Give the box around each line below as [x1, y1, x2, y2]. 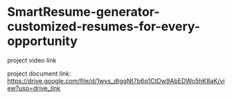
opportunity [7, 34, 78, 49]
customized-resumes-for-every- [7, 19, 201, 34]
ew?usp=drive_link [7, 84, 61, 92]
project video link [7, 56, 57, 64]
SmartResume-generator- [7, 4, 160, 20]
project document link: [7, 69, 71, 78]
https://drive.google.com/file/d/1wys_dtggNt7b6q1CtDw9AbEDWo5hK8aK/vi [7, 76, 225, 85]
